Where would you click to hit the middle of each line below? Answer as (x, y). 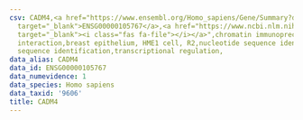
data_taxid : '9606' (46, 93)
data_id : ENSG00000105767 (58, 69)
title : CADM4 (34, 102)
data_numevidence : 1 (48, 77)
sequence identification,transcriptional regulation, (120, 51)
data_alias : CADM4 (44, 60)
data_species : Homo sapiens (62, 85)
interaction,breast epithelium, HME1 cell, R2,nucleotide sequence (147, 43)
